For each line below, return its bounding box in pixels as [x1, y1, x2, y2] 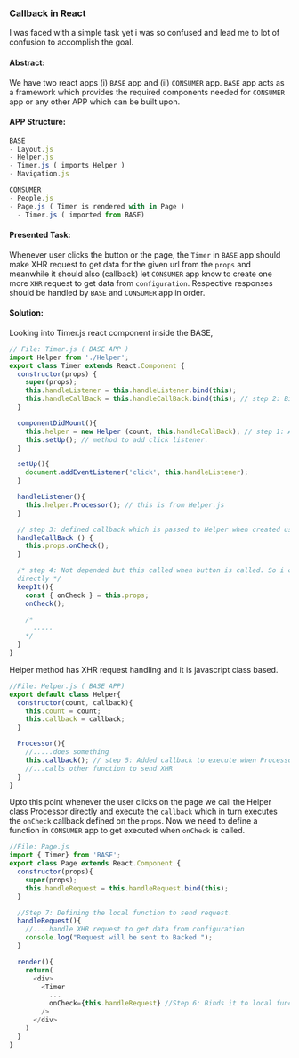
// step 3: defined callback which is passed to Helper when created [17, 525, 280, 534]
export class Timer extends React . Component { [9, 361, 185, 370]
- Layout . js [9, 144, 53, 153]
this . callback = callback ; [25, 715, 125, 724]
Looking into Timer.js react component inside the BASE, [9, 327, 214, 338]
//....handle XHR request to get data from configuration [25, 925, 245, 934]
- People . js [9, 193, 53, 202]
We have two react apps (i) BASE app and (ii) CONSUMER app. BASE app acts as [9, 77, 285, 87]
